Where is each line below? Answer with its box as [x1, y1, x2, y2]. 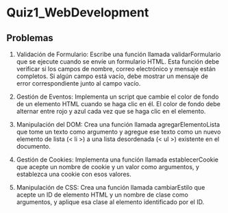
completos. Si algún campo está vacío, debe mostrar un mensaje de [16, 72, 209, 80]
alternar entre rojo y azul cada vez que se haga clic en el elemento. [16, 108, 206, 115]
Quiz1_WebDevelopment [6, 5, 149, 21]
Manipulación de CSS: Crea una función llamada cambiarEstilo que [16, 184, 205, 191]
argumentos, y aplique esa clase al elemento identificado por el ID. [16, 198, 205, 206]
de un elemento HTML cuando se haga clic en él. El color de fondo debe [16, 100, 220, 108]
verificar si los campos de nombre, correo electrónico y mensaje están [16, 65, 216, 73]
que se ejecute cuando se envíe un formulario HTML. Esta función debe [16, 58, 220, 66]
